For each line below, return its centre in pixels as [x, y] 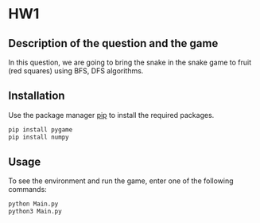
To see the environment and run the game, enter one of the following [121, 181]
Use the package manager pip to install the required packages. [111, 115]
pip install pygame [41, 129]
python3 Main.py [35, 212]
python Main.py [33, 204]
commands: [28, 190]
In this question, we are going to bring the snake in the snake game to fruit [130, 62]
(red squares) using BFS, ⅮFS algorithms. [76, 71]
